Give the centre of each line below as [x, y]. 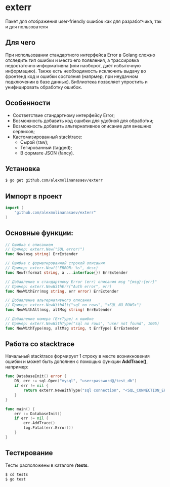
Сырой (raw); [34, 142]
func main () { [20, 409]
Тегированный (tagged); [46, 147]
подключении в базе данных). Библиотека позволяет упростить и [76, 82]
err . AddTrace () [39, 423]
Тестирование [29, 453]
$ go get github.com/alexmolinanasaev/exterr [54, 180]
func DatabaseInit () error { [36, 376]
